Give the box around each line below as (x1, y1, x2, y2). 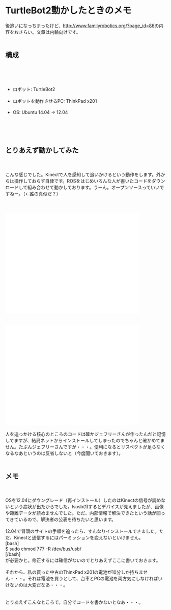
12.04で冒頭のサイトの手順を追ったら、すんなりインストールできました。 (5, 528, 159, 534)
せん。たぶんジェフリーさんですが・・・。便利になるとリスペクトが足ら (5, 443, 157, 450)
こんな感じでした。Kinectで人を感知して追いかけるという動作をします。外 (5, 171, 161, 177)
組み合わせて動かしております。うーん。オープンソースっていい (27, 184, 160, 190)
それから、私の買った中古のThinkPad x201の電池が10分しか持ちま (5, 569, 144, 575)
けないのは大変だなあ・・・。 (5, 582, 68, 588)
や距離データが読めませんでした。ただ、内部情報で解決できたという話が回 (5, 510, 161, 516)
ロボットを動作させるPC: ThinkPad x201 (12, 98, 97, 104)
